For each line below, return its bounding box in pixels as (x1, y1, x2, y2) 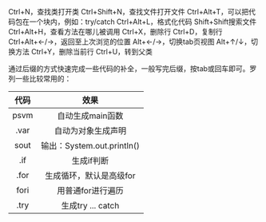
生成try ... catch (61, 200, 120, 211)
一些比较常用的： (14, 74, 72, 83)
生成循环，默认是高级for (45, 170, 136, 181)
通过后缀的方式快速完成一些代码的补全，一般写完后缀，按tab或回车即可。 (8, 64, 250, 73)
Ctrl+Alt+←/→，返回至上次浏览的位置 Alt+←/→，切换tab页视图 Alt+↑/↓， (8, 37, 252, 46)
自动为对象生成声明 (54, 125, 126, 136)
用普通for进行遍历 (57, 185, 124, 196)
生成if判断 (71, 155, 109, 166)
